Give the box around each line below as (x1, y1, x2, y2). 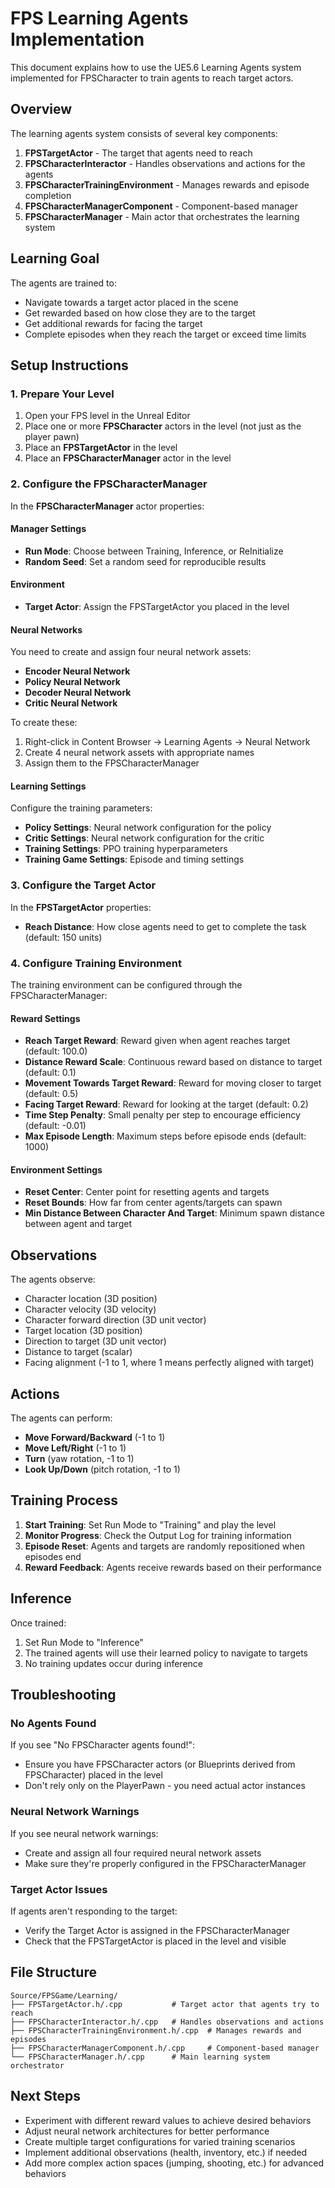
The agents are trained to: (10, 277, 117, 289)
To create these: (10, 717, 78, 729)
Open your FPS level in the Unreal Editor (24, 410, 191, 422)
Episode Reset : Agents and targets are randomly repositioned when (24, 1540, 305, 1552)
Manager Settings (10, 523, 87, 535)
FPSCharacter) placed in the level (24, 1769, 163, 1781)
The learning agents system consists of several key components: (10, 127, 278, 139)
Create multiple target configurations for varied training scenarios (24, 2135, 296, 2147)
